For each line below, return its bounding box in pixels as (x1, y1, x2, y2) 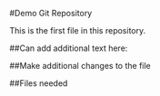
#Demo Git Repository (9, 8, 93, 18)
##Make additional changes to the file (9, 61, 152, 71)
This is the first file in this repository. (9, 25, 146, 35)
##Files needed (9, 78, 68, 89)
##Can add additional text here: (9, 43, 128, 53)
